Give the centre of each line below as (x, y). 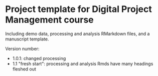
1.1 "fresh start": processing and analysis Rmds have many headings (83, 63)
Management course (49, 20)
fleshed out (24, 69)
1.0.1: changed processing (39, 58)
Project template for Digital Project (78, 9)
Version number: (22, 48)
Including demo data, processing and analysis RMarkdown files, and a (77, 33)
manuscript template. (27, 39)
